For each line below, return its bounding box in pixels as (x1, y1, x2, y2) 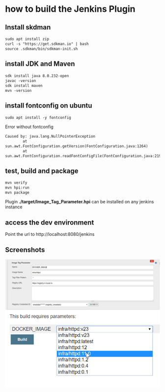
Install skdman (5, 23, 51, 31)
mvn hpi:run (5, 185, 29, 190)
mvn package (5, 190, 29, 195)
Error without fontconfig (5, 124, 54, 130)
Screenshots (5, 246, 45, 254)
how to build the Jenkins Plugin (5, 3, 136, 15)
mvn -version (5, 88, 32, 93)
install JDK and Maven (5, 60, 75, 68)
